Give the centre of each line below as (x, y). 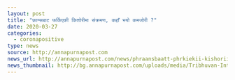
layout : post (26, 14)
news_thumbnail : (31, 65)
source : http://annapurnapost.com (58, 53)
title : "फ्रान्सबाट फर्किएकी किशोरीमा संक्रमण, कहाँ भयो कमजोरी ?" (82, 20)
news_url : (22, 59)
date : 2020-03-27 (33, 26)
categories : (24, 33)
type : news (23, 46)
